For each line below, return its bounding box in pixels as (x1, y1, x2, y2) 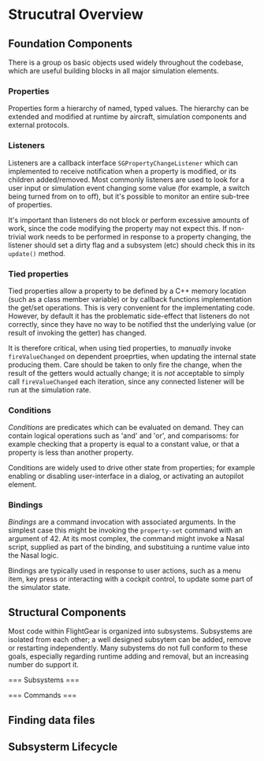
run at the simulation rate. (8, 384, 92, 395)
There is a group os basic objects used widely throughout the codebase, (8, 58, 244, 67)
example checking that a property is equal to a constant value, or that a (8, 440, 240, 449)
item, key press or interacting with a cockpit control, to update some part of (8, 574, 254, 584)
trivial (8, 232, 26, 241)
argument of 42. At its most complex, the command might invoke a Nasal (8, 534, 245, 544)
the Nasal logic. (8, 551, 59, 560)
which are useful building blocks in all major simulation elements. (8, 66, 219, 76)
